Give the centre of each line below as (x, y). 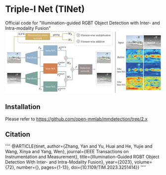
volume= (143, 162)
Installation (23, 107)
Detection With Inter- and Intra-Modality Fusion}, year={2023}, (69, 162)
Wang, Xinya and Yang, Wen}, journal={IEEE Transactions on (67, 152)
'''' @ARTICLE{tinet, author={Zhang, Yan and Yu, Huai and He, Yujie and (79, 146)
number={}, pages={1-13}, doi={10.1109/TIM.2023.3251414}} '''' (81, 168)
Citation (18, 134)
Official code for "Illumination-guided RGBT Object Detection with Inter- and (83, 23)
